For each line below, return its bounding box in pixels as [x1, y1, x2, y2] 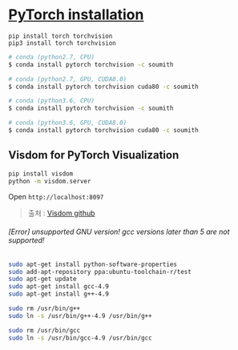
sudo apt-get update [8, 275, 78, 284]
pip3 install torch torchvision [8, 38, 116, 47]
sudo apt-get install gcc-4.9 [8, 283, 110, 291]
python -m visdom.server [8, 177, 91, 185]
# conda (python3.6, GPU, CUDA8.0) [8, 119, 127, 127]
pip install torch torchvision [8, 32, 113, 40]
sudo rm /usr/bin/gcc [8, 326, 81, 334]
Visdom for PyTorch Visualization [8, 148, 180, 162]
